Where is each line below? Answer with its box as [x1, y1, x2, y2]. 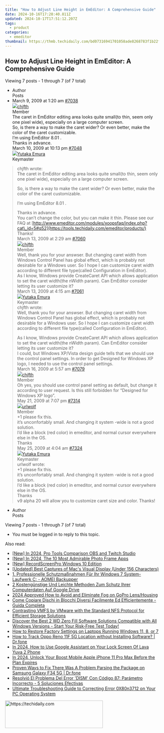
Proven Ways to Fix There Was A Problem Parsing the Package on [12, 664, 145, 670]
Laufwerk [12, 576, 32, 582]
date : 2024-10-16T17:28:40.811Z [5, 12, 71, 17]
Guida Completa [12, 602, 45, 608]
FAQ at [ [17, 220, 34, 226]
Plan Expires [12, 659, 38, 665]
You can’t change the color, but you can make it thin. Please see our [17, 215, 154, 221]
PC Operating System [12, 690, 56, 696]
